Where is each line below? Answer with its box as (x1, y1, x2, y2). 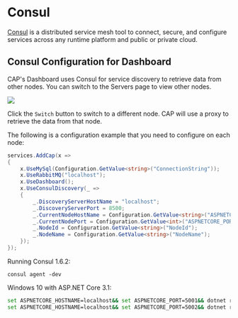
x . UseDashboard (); (20, 178, 74, 185)
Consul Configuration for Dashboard (7, 56, 172, 68)
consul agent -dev (7, 270, 62, 278)
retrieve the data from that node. (7, 116, 103, 125)
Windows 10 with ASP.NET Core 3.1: (7, 283, 112, 292)
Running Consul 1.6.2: (7, 257, 71, 265)
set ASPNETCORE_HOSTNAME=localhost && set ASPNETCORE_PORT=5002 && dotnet (7, 303, 227, 311)
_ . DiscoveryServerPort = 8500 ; (33, 204, 125, 212)
